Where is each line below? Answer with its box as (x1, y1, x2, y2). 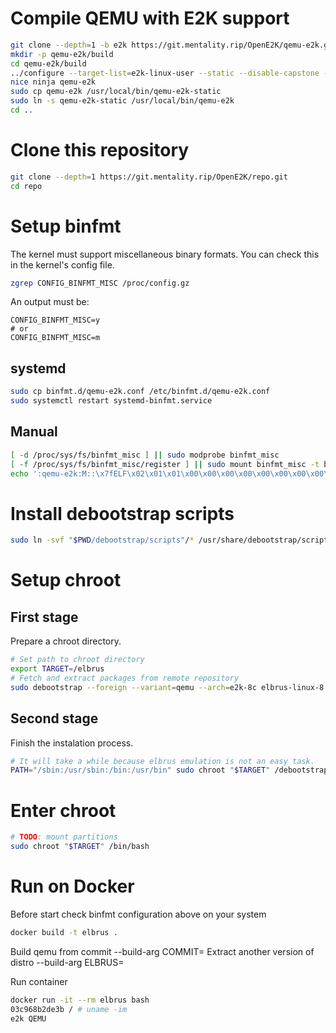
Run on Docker (10, 875, 135, 898)
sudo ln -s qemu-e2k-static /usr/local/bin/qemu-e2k (10, 96, 235, 106)
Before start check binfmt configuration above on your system (10, 908, 267, 920)
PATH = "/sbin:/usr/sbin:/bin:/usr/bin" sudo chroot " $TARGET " (10, 765, 271, 776)
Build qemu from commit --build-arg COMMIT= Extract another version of (10, 945, 315, 957)
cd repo (10, 181, 43, 191)
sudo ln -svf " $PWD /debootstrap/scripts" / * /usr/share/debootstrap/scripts (10, 535, 333, 546)
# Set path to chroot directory (10, 655, 145, 665)
